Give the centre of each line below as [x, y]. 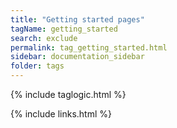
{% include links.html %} [61, 114]
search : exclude [44, 38]
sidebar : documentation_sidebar [77, 57]
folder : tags [37, 66]
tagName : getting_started [64, 29]
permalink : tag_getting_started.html [89, 47]
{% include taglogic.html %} [68, 94]
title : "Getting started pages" [77, 19]
